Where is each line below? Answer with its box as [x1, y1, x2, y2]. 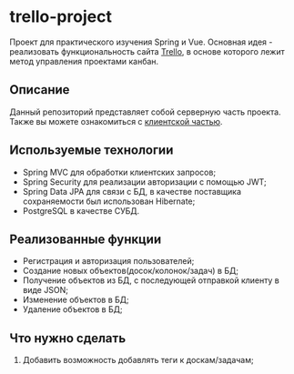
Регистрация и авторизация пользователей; [22, 256, 195, 267]
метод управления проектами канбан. [9, 56, 159, 66]
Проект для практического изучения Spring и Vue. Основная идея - [9, 36, 273, 47]
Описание [9, 82, 70, 97]
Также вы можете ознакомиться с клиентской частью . [9, 116, 223, 126]
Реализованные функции [9, 231, 162, 247]
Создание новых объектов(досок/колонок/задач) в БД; [22, 266, 239, 277]
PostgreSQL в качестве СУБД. [22, 205, 140, 216]
